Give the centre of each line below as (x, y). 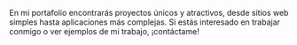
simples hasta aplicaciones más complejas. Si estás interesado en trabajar (145, 22)
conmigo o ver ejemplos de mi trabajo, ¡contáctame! (104, 31)
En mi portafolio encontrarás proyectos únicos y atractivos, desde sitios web (149, 13)
